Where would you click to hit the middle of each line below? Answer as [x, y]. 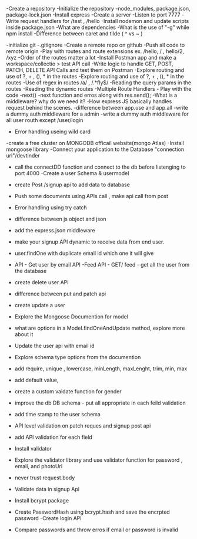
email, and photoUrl [39, 466]
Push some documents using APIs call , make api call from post [91, 196]
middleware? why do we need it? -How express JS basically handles [89, 101]
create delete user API [41, 282]
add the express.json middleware [55, 230]
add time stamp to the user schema [58, 414]
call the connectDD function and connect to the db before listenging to [100, 167]
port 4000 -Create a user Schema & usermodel [72, 173]
